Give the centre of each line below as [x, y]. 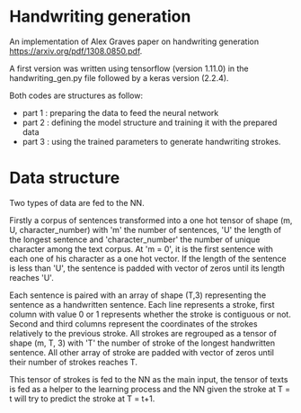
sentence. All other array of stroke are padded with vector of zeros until [142, 352]
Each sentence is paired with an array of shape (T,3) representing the [138, 295]
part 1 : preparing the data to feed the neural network [120, 112]
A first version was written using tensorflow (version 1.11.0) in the [129, 68]
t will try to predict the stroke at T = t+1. [82, 399]
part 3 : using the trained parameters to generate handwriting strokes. [151, 141]
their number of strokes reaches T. [73, 362]
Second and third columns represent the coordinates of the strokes [133, 323]
